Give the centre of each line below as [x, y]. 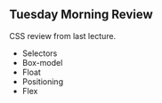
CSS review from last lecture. [63, 36]
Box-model [42, 62]
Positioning [43, 81]
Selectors [40, 53]
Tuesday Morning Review [81, 15]
